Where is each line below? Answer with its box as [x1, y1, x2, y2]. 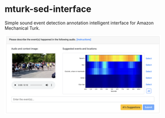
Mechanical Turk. [4, 25, 40, 31]
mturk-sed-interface [4, 3, 92, 15]
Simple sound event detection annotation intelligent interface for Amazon [4, 20, 154, 26]
